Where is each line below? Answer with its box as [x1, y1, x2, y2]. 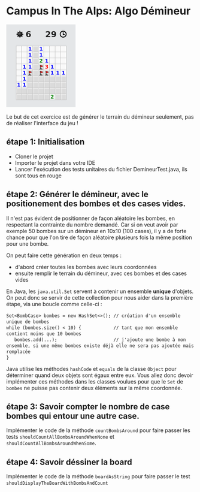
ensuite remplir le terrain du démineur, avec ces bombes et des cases [14, 270, 187, 277]
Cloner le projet [14, 153, 54, 160]
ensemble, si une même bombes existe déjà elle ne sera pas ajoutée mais [6, 343, 195, 349]
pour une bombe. [6, 240, 49, 247]
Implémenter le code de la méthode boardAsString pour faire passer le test [6, 473, 190, 480]
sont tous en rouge [14, 172, 62, 179]
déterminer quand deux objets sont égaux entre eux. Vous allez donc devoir [6, 372, 193, 379]
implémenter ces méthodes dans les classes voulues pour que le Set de [6, 378, 184, 385]
